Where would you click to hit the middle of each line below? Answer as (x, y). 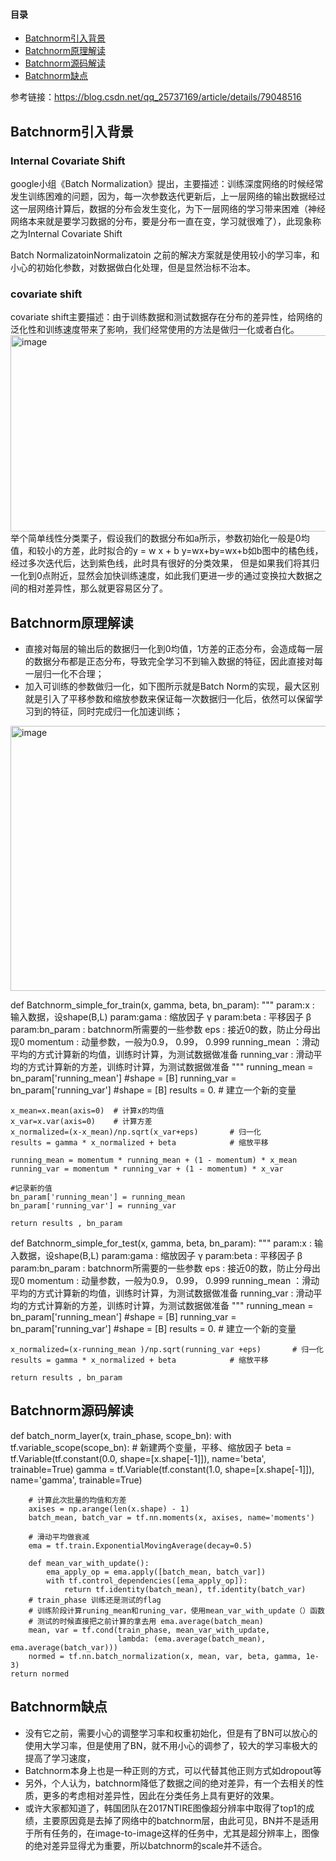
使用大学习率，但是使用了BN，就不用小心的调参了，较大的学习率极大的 (171, 1745)
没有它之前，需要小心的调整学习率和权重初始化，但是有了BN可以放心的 (171, 1733)
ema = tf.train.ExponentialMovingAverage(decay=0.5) (140, 1545)
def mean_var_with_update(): (89, 1563)
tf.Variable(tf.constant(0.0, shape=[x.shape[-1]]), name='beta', (138, 1458)
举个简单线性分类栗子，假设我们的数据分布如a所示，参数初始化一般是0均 (160, 538)
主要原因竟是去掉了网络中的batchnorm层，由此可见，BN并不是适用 (181, 1820)
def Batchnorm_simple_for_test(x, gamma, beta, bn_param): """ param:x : (161, 1243)
